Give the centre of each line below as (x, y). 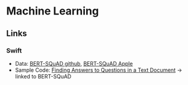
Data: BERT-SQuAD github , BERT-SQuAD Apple (74, 63)
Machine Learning (53, 11)
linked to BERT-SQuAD (43, 76)
